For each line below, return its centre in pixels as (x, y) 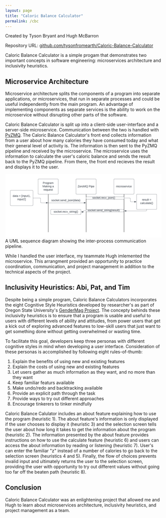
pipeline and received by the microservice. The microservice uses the (77, 151)
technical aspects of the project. (38, 272)
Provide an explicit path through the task (54, 393)
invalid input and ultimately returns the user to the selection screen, (74, 461)
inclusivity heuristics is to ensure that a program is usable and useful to (78, 315)
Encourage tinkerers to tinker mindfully (52, 404)
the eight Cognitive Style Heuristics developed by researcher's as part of (80, 305)
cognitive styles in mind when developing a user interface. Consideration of (83, 346)
